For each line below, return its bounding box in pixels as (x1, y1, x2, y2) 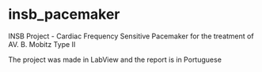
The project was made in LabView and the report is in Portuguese (8, 55, 222, 64)
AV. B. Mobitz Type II (8, 39, 76, 49)
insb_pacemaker (8, 5, 120, 23)
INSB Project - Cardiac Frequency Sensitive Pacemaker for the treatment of (8, 31, 255, 41)
